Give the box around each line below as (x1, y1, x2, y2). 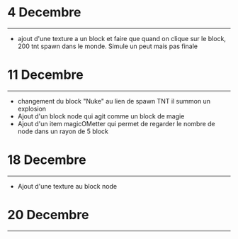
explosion (17, 104, 47, 113)
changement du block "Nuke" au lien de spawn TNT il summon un (17, 96, 211, 105)
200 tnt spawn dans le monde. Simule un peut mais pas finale (17, 42, 198, 50)
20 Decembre (7, 207, 89, 223)
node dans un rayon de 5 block (17, 127, 108, 135)
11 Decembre (7, 67, 84, 83)
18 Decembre (7, 152, 86, 168)
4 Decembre (7, 4, 81, 21)
